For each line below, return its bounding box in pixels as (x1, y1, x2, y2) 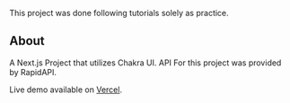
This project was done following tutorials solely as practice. (9, 8, 229, 18)
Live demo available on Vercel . (9, 84, 123, 95)
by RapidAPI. (9, 66, 57, 77)
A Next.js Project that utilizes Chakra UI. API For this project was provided (9, 57, 282, 68)
